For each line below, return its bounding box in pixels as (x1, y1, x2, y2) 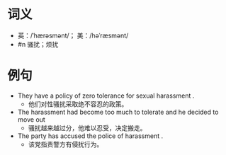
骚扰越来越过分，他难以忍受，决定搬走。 (28, 123, 147, 132)
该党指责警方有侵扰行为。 (28, 139, 103, 149)
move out (17, 115, 46, 124)
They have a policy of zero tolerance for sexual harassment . (17, 91, 195, 100)
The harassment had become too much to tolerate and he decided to (17, 108, 219, 116)
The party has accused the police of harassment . (17, 132, 164, 140)
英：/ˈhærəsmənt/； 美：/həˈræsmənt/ (17, 31, 129, 40)
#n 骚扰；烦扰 (17, 40, 59, 48)
